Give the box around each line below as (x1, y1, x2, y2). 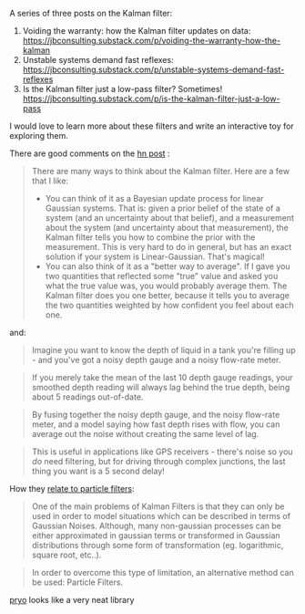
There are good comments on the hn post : (9, 148, 170, 159)
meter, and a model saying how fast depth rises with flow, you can (31, 419, 280, 430)
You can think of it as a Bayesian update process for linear (45, 193, 264, 203)
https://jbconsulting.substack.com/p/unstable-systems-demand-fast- (22, 64, 285, 75)
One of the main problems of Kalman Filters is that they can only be (31, 501, 285, 512)
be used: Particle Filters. (31, 577, 124, 588)
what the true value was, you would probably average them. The (45, 280, 288, 291)
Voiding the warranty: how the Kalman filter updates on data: (22, 26, 251, 36)
